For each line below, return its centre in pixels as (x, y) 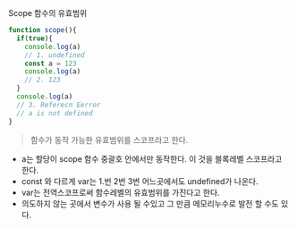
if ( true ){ (34, 38)
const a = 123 (51, 63)
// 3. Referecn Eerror (59, 105)
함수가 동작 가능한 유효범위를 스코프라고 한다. (109, 139)
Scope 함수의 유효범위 (48, 13)
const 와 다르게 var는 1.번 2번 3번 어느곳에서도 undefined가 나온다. (140, 181)
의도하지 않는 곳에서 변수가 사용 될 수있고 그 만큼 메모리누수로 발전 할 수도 (150, 203)
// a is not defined (55, 113)
